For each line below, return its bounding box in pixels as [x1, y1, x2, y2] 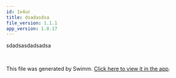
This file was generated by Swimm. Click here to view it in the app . [6, 65, 171, 73]
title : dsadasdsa [6, 14, 50, 20]
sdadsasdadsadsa [6, 42, 51, 49]
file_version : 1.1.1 [6, 20, 58, 26]
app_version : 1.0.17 [6, 25, 58, 32]
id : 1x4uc [6, 8, 31, 15]
